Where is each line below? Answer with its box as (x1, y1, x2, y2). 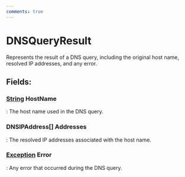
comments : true (6, 8, 44, 15)
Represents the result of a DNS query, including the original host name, (6, 54, 179, 61)
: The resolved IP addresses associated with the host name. (6, 136, 152, 143)
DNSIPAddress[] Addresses (6, 123, 87, 131)
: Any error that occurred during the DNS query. (6, 164, 122, 171)
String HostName (6, 94, 57, 103)
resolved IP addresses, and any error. (6, 60, 98, 67)
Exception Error (6, 151, 52, 159)
